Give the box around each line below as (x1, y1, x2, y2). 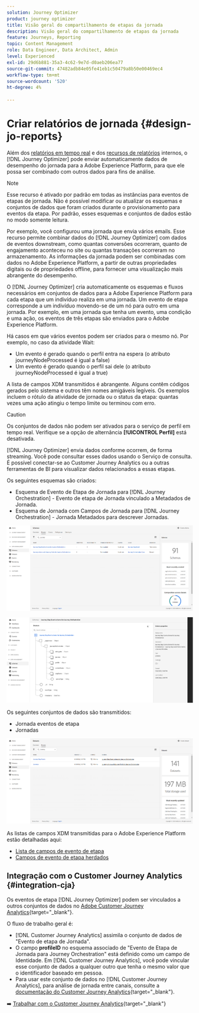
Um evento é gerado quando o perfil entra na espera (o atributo (15, 350, 171, 357)
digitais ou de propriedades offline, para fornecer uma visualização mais (6, 265, 183, 273)
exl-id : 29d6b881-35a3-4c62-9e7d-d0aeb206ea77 (6, 59, 123, 65)
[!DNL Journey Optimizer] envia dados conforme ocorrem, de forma (6, 446, 172, 453)
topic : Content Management (6, 41, 73, 47)
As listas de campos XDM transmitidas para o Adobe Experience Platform (6, 830, 185, 837)
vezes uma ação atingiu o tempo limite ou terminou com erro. (6, 399, 156, 406)
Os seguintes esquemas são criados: (6, 477, 97, 484)
